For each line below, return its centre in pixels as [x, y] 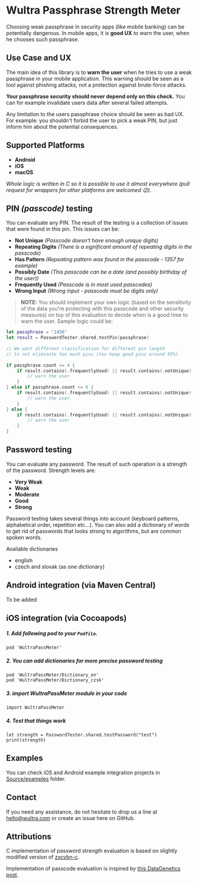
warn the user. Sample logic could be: [67, 321]
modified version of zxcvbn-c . [43, 857]
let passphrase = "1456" [37, 332]
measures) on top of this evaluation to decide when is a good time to [104, 315]
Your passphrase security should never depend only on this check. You [95, 96]
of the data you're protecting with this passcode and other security [102, 309]
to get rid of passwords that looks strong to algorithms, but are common [94, 531]
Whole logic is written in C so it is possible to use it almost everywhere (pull [98, 184]
